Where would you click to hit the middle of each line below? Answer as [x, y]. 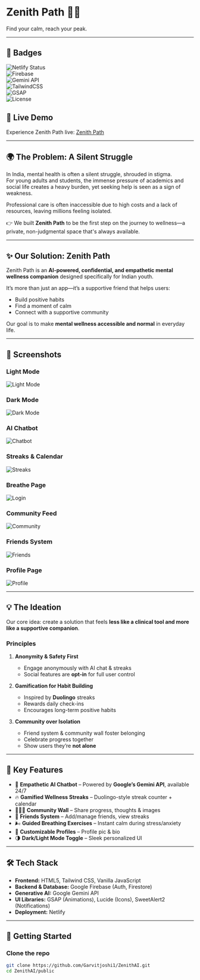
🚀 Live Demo [30, 118]
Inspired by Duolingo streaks [59, 697]
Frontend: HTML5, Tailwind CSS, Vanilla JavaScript [78, 880]
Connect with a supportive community [62, 313]
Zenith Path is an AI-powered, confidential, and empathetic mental [90, 270]
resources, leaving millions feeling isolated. [59, 211]
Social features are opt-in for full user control [79, 675]
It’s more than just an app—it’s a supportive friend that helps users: [88, 288]
